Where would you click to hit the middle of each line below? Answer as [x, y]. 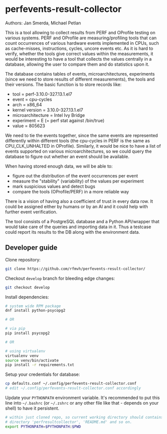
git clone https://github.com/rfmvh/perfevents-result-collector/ [75, 269]
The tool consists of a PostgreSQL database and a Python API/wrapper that [83, 221]
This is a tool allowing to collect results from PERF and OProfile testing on [80, 32]
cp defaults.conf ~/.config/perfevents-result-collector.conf [71, 384]
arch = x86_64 [27, 104]
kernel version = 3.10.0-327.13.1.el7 [48, 110]
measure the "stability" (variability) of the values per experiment [78, 181]
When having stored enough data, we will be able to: [59, 166]
